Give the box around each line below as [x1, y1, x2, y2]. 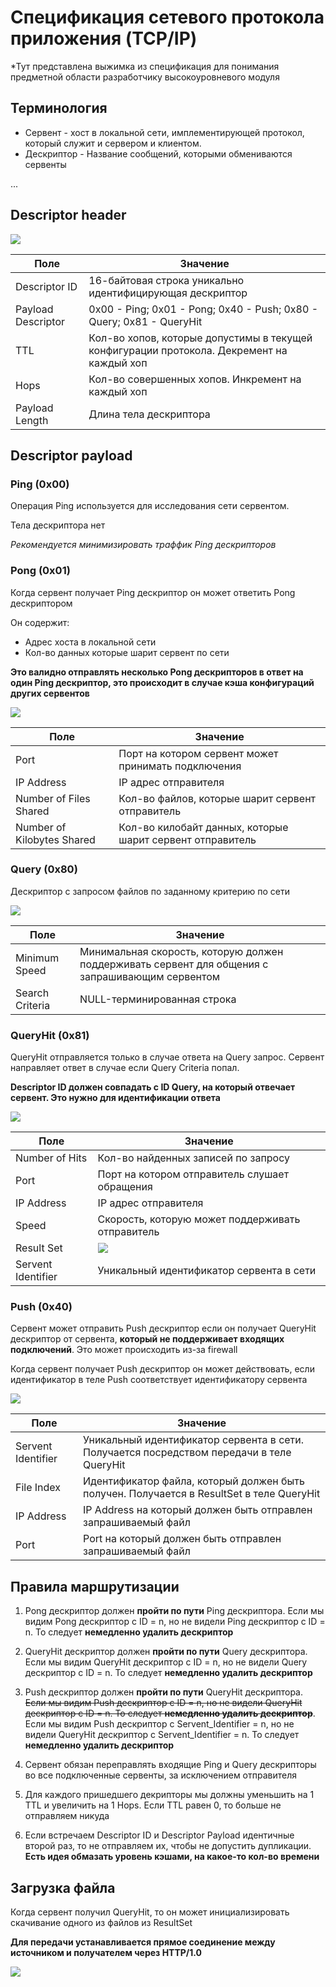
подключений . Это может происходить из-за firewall [10, 1344, 238, 1356]
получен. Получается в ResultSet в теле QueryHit [83, 1487, 321, 1501]
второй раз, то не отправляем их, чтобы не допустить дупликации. [24, 1840, 312, 1852]
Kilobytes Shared [15, 832, 96, 846]
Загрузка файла [10, 1879, 116, 1896]
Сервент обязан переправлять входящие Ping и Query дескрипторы [24, 1759, 317, 1771]
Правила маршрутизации [10, 1578, 180, 1595]
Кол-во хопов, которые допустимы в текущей [88, 331, 313, 345]
